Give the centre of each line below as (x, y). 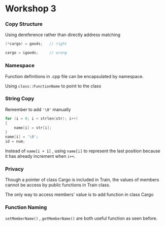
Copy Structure (24, 24)
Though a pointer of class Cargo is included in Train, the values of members (82, 180)
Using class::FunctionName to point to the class (53, 86)
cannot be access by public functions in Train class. (58, 185)
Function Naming (26, 207)
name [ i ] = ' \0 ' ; (22, 137)
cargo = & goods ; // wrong (36, 53)
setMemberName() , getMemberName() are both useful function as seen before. (81, 218)
